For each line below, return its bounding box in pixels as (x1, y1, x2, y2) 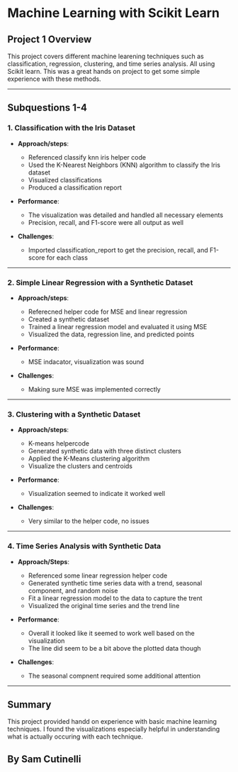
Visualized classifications (28, 175, 103, 184)
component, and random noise (28, 586, 118, 595)
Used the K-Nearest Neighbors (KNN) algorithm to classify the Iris (28, 160, 221, 169)
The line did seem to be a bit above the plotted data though (28, 644, 201, 652)
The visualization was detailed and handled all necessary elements (28, 211, 224, 219)
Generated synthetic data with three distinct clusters (28, 447, 182, 456)
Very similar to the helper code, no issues (28, 517, 150, 526)
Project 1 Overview (7, 33, 92, 45)
